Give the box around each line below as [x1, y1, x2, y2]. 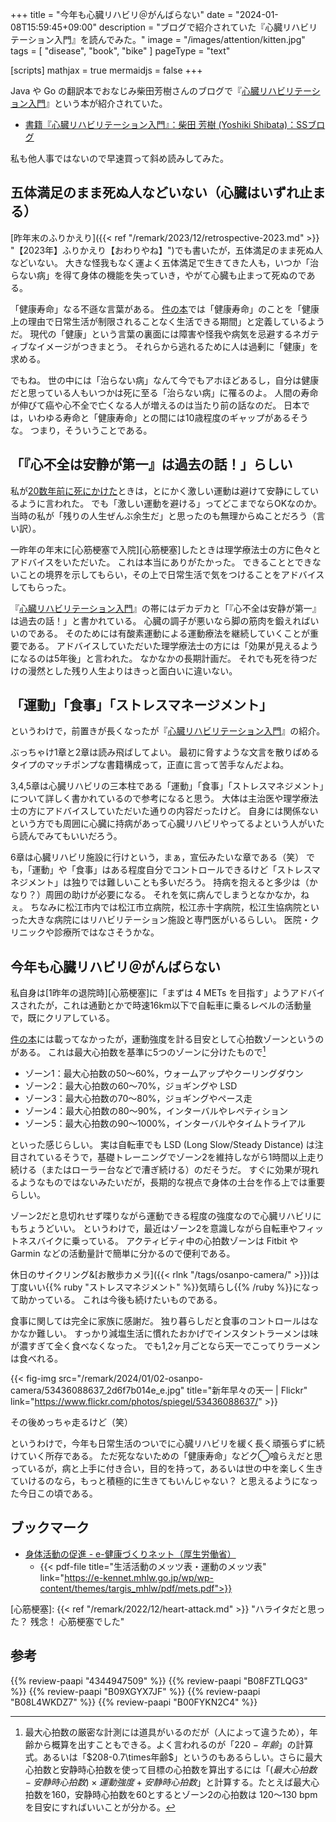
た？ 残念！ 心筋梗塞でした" [10, 1615, 125, 1627]
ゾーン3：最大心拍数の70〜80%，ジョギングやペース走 [24, 1092, 253, 1104]
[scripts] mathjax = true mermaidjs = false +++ [10, 64, 203, 76]
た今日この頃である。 [10, 1487, 98, 1499]
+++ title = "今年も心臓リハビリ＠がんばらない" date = [10, 9, 234, 20]
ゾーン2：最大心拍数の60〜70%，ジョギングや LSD [24, 1079, 238, 1092]
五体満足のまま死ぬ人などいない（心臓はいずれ [10, 184, 300, 202]
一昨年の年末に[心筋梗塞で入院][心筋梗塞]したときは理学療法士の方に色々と [10, 543, 322, 555]
